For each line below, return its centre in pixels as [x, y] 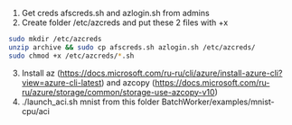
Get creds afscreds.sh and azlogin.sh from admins [115, 13]
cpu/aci [36, 111]
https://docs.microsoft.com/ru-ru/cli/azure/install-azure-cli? [171, 73]
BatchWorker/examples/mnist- [218, 102]
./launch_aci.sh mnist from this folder [90, 102]
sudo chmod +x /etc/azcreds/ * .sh [71, 56]
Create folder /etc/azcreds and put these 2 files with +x [125, 22]
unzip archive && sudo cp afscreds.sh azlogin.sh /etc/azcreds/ [132, 47]
